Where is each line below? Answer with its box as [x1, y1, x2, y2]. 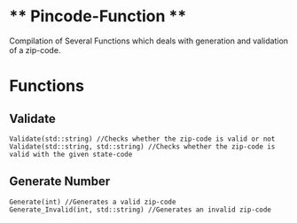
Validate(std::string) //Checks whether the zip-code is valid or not [9, 135, 276, 143]
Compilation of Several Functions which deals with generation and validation [9, 35, 289, 46]
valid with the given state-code [9, 150, 133, 158]
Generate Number [9, 174, 111, 189]
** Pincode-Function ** [9, 6, 187, 27]
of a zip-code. [9, 44, 61, 55]
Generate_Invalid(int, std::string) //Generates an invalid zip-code [9, 205, 272, 214]
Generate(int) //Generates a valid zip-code [9, 197, 176, 206]
